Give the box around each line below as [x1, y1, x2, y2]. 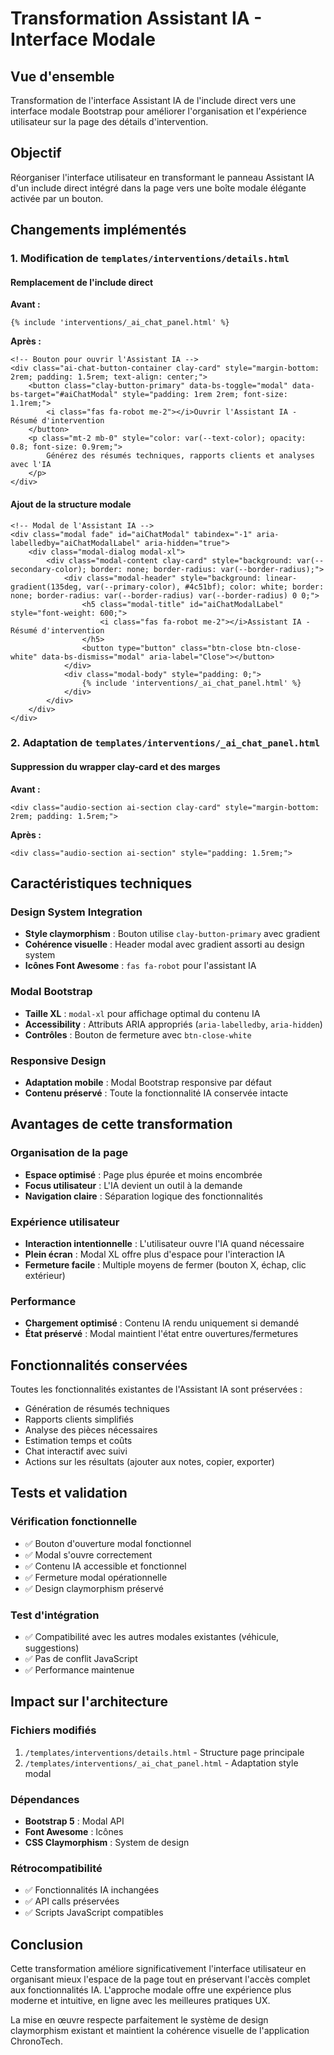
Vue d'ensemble [10, 68, 115, 85]
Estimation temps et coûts [24, 1435, 133, 1447]
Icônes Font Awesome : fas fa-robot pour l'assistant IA [24, 960, 257, 972]
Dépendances [10, 1792, 80, 1806]
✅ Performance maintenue [24, 1664, 135, 1676]
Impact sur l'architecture [10, 1693, 168, 1711]
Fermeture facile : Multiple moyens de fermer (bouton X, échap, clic [24, 1258, 307, 1271]
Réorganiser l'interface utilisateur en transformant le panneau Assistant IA [10, 171, 315, 183]
